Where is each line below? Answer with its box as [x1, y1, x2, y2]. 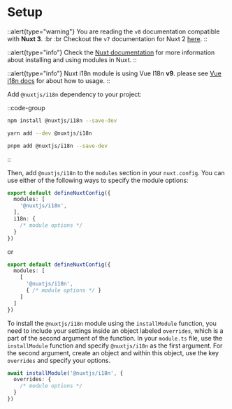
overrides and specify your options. [7, 356, 111, 364]
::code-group [7, 103, 45, 112]
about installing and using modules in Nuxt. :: [7, 55, 137, 64]
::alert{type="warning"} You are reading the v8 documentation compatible [7, 27, 220, 36]
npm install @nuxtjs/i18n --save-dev [7, 117, 117, 124]
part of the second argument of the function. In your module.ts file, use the [7, 334, 223, 342]
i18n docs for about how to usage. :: [7, 76, 110, 84]
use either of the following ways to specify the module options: [7, 176, 189, 184]
